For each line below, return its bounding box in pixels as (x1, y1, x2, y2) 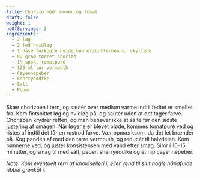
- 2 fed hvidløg (11, 43, 52, 49)
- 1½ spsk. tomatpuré (11, 59, 66, 65)
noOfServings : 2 (6, 25, 47, 32)
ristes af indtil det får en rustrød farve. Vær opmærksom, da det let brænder (6, 129, 194, 136)
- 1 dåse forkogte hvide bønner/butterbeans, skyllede (11, 48, 152, 54)
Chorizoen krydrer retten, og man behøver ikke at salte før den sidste (6, 116, 177, 123)
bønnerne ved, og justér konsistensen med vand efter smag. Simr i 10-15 (6, 142, 186, 149)
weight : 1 (6, 20, 31, 26)
